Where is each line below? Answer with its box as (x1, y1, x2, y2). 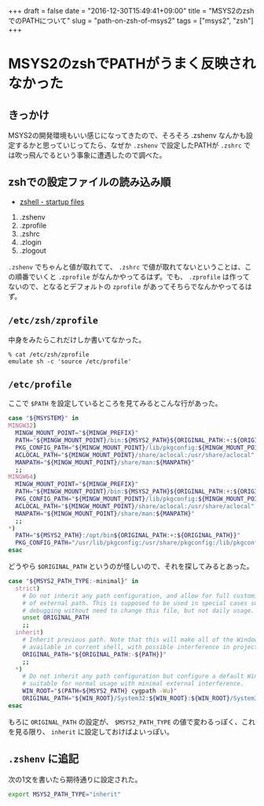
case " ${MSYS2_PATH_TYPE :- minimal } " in (8, 578, 139, 585)
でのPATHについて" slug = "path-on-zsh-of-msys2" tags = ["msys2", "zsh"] (8, 16, 254, 25)
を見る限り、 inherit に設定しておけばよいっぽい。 (8, 726, 174, 736)
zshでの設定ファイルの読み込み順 (8, 176, 171, 189)
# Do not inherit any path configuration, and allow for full (22, 592, 230, 600)
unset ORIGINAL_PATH (22, 614, 90, 622)
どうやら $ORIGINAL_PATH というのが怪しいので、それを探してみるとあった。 (8, 562, 254, 571)
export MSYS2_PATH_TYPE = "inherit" (8, 790, 122, 798)
